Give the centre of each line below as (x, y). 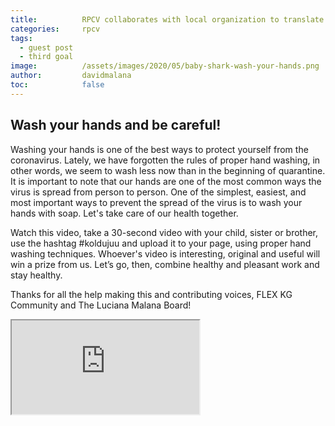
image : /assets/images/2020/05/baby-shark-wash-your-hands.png (165, 66)
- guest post (46, 47)
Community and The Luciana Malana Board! (101, 305)
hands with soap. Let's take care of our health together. (124, 213)
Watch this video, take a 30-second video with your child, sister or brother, (164, 232)
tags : (21, 38)
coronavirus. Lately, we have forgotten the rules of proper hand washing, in (165, 160)
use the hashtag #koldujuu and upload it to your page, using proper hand (161, 243)
